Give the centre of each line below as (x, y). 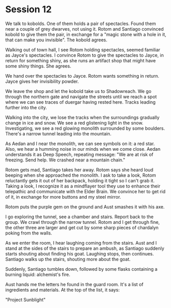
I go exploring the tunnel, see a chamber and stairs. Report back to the (80, 217)
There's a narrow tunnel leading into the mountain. (58, 133)
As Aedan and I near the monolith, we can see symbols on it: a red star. (80, 144)
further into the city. (26, 107)
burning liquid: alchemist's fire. (38, 274)
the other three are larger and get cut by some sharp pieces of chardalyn (82, 227)
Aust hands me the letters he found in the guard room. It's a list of (75, 284)
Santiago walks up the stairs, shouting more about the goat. (68, 259)
